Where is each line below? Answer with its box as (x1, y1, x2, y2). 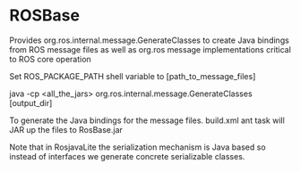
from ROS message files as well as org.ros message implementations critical (9, 44, 291, 54)
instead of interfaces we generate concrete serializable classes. (9, 151, 245, 161)
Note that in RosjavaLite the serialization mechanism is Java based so (9, 142, 266, 152)
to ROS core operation (9, 53, 91, 64)
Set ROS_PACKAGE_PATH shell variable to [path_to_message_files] (9, 70, 256, 81)
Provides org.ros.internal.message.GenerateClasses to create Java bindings (9, 35, 289, 45)
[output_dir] (9, 97, 53, 108)
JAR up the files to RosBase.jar (9, 124, 124, 134)
